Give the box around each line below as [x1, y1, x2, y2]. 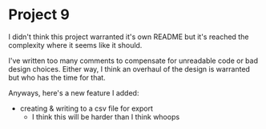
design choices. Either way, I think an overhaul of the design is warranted [8, 64, 251, 73]
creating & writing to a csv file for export [19, 104, 154, 113]
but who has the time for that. [8, 72, 106, 82]
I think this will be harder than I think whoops [31, 111, 180, 121]
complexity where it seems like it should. [8, 40, 143, 49]
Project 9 [8, 6, 70, 24]
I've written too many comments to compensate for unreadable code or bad [8, 56, 259, 65]
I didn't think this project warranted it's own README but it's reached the [8, 32, 249, 41]
